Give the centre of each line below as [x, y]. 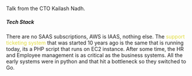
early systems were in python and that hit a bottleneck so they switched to [96, 61]
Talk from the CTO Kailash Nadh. [46, 8]
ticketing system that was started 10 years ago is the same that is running [95, 43]
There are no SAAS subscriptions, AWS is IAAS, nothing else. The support [95, 36]
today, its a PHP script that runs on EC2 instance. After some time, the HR [95, 49]
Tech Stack [20, 22]
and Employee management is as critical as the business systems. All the [95, 55]
